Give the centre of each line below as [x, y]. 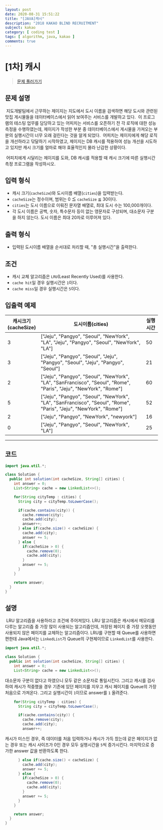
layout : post [18, 9]
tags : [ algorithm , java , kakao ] [40, 37]
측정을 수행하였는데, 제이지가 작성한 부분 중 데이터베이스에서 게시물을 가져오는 [79, 129]
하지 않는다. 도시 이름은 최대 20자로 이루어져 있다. [65, 218]
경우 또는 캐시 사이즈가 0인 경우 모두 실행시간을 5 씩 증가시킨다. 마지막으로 [80, 745]
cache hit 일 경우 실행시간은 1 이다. [45, 283]
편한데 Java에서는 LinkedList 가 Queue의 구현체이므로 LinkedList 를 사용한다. [80, 639]
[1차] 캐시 [23, 67]
